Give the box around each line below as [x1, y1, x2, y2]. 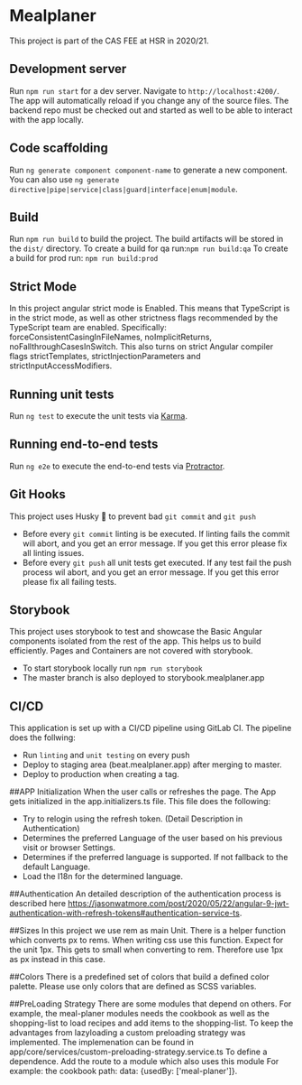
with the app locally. [9, 114, 84, 125]
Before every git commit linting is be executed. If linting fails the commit [22, 528, 290, 539]
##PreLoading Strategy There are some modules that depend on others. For [9, 998, 292, 1009]
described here [9, 898, 66, 909]
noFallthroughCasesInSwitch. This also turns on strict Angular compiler [9, 341, 273, 352]
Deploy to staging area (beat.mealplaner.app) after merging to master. [22, 759, 282, 770]
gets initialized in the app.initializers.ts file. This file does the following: [9, 796, 271, 807]
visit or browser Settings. [22, 842, 115, 853]
